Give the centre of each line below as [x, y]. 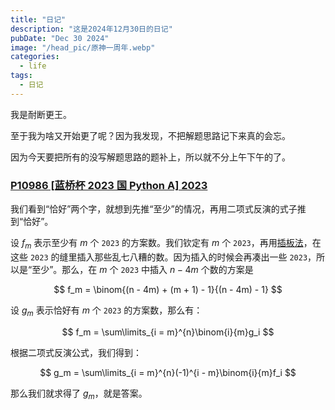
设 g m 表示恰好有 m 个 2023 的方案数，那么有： [106, 311]
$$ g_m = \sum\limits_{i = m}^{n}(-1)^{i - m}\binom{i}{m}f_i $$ [168, 372]
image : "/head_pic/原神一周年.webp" [83, 47]
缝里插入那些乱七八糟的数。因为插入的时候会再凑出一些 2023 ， [188, 257]
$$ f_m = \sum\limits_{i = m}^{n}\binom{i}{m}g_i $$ [168, 332]
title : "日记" [38, 19]
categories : [35, 57]
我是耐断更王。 [41, 114]
